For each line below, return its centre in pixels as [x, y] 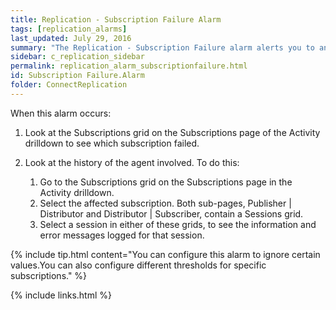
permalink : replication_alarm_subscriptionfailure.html [129, 66]
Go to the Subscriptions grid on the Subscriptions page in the [166, 182]
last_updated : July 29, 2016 [71, 38]
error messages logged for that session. [122, 235]
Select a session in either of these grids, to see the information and [178, 224]
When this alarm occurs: [61, 113]
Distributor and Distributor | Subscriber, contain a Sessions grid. [171, 213]
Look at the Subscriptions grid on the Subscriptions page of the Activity [172, 132]
